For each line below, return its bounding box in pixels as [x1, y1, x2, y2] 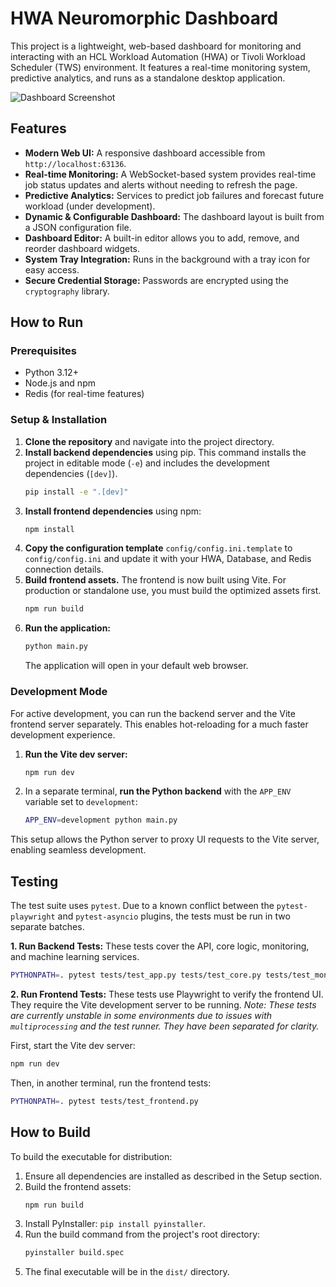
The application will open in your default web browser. [24, 660, 249, 672]
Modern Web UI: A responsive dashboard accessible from [24, 147, 266, 159]
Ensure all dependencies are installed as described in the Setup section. [24, 1170, 323, 1182]
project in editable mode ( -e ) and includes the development [24, 457, 270, 469]
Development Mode [10, 685, 108, 699]
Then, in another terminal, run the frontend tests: [10, 1077, 212, 1089]
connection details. [24, 563, 104, 576]
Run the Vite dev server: [24, 748, 128, 760]
